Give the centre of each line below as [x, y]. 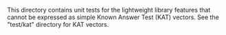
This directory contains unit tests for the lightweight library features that [109, 10]
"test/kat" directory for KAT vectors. [58, 24]
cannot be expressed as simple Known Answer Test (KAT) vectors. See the [113, 17]
